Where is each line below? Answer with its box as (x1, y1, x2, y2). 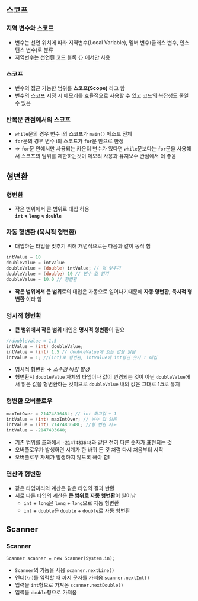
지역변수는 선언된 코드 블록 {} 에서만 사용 (14, 53, 111, 60)
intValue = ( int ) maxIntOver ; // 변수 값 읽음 (6, 416, 117, 422)
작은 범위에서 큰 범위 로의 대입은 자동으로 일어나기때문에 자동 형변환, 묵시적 (14, 287, 187, 295)
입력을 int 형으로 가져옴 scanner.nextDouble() (14, 581, 124, 589)
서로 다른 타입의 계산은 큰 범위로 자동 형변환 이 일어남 (14, 492, 136, 499)
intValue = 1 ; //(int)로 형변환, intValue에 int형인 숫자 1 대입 (6, 354, 157, 360)
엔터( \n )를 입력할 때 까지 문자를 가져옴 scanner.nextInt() (14, 574, 150, 581)
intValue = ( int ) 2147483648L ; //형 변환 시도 (6, 422, 117, 428)
